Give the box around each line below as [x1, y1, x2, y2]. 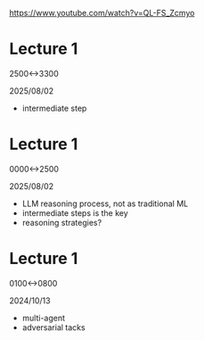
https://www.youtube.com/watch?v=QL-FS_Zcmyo [9, 8, 195, 18]
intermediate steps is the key [21, 207, 129, 218]
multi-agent [21, 312, 65, 323]
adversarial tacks [21, 321, 86, 333]
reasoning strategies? [21, 217, 102, 228]
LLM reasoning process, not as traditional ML [21, 198, 189, 209]
